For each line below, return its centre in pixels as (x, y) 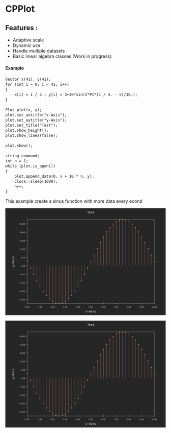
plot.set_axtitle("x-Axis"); (36, 115)
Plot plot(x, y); (24, 110)
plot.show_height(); (27, 131)
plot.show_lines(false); (32, 136)
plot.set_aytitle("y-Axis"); (36, 121)
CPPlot (20, 9)
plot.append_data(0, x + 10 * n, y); (54, 177)
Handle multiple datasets (39, 51)
